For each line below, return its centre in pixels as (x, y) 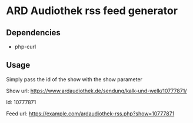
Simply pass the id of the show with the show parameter (74, 79)
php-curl (25, 46)
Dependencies (33, 33)
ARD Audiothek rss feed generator (92, 11)
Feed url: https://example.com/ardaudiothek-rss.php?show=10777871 (90, 114)
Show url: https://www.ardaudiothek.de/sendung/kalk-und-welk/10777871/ (96, 91)
